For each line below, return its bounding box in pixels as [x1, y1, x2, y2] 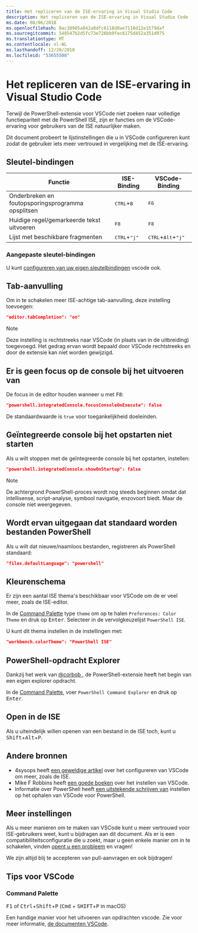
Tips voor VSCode [6, 871, 75, 881]
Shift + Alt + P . [6, 734, 43, 741]
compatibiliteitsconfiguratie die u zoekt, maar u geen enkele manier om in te [6, 837, 190, 844]
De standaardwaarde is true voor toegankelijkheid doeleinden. [6, 413, 158, 420]
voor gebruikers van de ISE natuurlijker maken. [27, 122, 141, 130]
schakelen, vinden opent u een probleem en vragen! [6, 843, 133, 850]
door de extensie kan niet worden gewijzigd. [6, 349, 114, 356]
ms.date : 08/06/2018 [6, 19, 57, 25]
